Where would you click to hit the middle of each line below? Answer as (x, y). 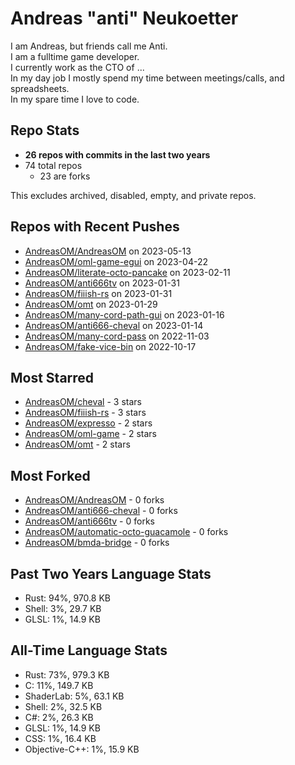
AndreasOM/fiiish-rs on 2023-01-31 (98, 293)
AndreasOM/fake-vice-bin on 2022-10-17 (110, 346)
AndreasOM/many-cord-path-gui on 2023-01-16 (124, 314)
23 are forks (65, 176)
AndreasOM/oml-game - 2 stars (91, 434)
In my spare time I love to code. (75, 99)
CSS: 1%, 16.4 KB (60, 738)
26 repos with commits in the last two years (117, 154)
